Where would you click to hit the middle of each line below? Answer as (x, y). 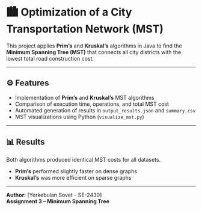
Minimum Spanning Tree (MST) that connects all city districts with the (94, 52)
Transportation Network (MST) (85, 29)
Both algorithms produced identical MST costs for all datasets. (84, 159)
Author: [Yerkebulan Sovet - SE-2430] (54, 195)
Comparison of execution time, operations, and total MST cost (92, 104)
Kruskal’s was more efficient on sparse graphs (73, 177)
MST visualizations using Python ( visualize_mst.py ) (79, 117)
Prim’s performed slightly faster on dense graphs (76, 171)
